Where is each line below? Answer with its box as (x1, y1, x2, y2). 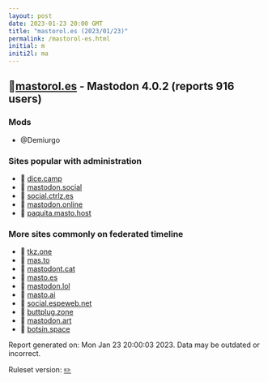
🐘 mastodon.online (19, 200, 83, 209)
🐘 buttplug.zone (19, 307, 74, 317)
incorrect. (8, 349, 41, 358)
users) (8, 92, 42, 106)
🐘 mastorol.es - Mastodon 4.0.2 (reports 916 (8, 79, 235, 93)
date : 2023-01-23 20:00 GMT (8, 19, 104, 28)
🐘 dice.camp (19, 174, 62, 183)
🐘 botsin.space (19, 324, 70, 334)
